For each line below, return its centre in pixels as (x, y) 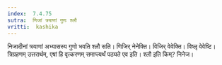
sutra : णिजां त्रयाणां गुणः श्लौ (42, 20)
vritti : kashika (33, 27)
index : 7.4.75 (30, 14)
